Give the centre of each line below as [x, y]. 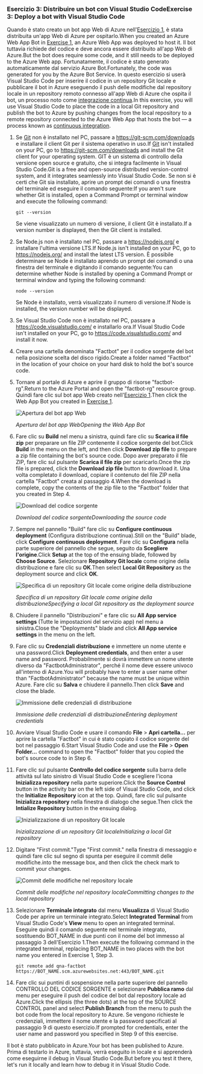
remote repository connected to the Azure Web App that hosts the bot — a [99, 119]
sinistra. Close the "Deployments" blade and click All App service [96, 628]
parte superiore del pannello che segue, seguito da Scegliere [92, 548]
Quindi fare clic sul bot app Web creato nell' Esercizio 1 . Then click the [101, 395]
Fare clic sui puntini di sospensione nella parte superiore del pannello [101, 983]
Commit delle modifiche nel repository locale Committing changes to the [105, 892]
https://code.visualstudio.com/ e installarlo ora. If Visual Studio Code [100, 327]
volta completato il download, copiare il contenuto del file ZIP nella [98, 475]
